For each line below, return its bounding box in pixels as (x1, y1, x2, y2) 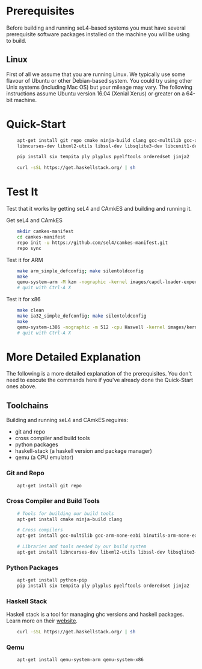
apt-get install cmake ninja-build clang (17, 516, 122, 522)
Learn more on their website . (6, 617, 78, 624)
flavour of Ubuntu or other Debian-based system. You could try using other (6, 77, 192, 84)
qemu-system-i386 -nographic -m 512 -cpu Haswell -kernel (17, 324, 165, 330)
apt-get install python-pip (17, 577, 87, 583)
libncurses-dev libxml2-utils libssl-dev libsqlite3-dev (17, 143, 163, 149)
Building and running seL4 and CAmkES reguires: (6, 417, 128, 424)
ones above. (6, 383, 37, 390)
